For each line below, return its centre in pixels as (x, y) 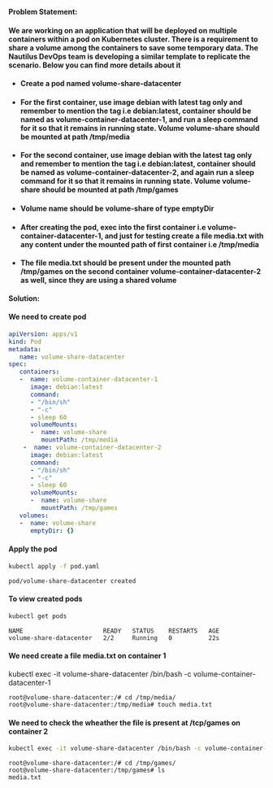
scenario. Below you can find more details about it (95, 65)
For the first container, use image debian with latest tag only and (131, 102)
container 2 (28, 731)
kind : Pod (25, 342)
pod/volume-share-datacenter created (72, 581)
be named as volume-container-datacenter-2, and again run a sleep (137, 172)
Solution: (24, 298)
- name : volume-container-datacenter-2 (92, 448)
